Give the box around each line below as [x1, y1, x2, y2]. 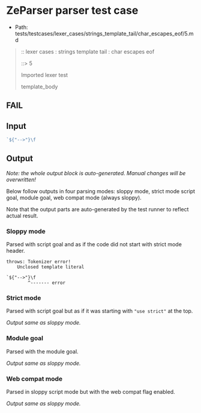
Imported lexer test [20, 71, 68, 78]
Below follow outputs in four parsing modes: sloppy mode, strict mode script [6, 187, 196, 194]
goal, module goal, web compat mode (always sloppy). [6, 194, 142, 201]
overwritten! [6, 176, 36, 183]
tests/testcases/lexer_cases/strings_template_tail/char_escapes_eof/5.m [14, 29, 194, 37]
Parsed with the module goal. [6, 347, 79, 355]
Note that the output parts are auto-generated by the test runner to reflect [6, 205, 189, 213]
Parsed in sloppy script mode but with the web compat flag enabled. [6, 388, 175, 396]
